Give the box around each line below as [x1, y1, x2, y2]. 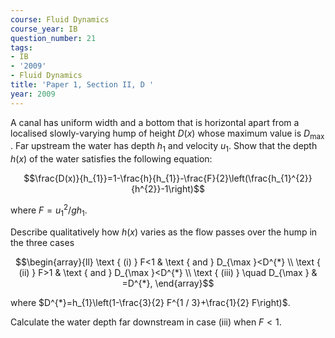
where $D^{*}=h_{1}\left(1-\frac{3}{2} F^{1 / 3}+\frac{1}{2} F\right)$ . [10, 296, 291, 308]
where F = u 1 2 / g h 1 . [10, 202, 88, 218]
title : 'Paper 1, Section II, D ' [10, 80, 155, 90]
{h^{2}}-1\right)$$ [131, 183, 205, 195]
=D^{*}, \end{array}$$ [121, 277, 215, 289]
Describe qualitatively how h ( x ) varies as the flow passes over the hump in [10, 226, 318, 238]
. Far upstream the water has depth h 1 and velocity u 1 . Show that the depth [10, 140, 318, 155]
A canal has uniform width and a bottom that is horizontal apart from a [10, 116, 300, 128]
